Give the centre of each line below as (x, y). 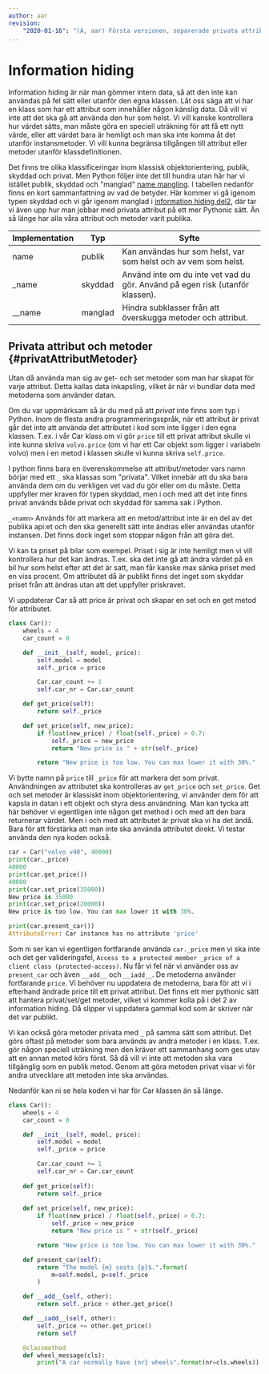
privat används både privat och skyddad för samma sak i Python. (115, 503)
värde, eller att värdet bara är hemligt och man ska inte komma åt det (122, 135)
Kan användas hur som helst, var (184, 251)
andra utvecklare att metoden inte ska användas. (89, 1075)
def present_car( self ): (62, 1259)
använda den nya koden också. (60, 838)
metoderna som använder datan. (62, 395)
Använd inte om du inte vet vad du (186, 275)
